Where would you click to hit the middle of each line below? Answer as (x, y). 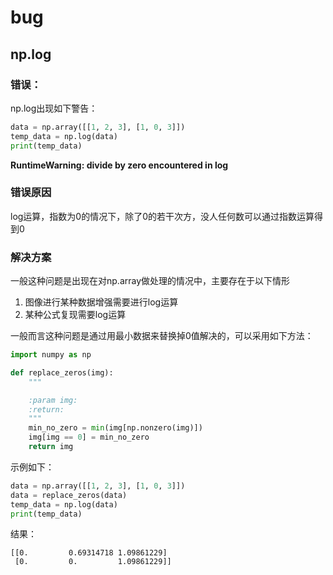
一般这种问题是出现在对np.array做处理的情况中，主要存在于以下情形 (150, 281)
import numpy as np (51, 355)
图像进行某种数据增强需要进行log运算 (101, 302)
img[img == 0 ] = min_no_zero (89, 437)
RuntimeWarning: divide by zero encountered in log (119, 165)
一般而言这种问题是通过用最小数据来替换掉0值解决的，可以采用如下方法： (162, 336)
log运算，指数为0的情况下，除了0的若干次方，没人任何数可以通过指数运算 (162, 216)
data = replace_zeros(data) (69, 495)
